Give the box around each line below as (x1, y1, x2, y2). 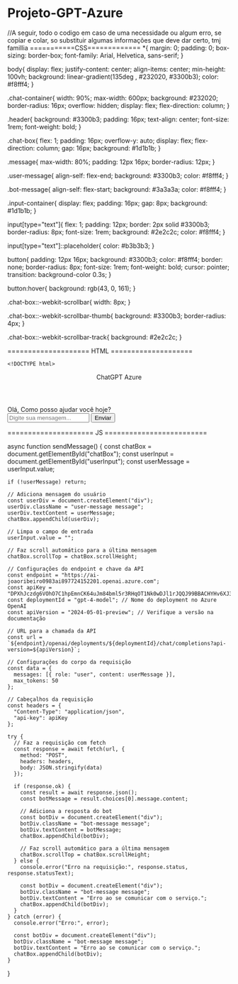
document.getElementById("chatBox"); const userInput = (7, 449, 174, 458)
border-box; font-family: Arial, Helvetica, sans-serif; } (28, 51, 184, 60)
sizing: (7, 51, 27, 60)
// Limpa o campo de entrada (7, 527, 93, 535)
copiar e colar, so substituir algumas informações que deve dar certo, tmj (7, 35, 221, 44)
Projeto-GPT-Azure (7, 5, 123, 21)
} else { (13, 857, 40, 864)
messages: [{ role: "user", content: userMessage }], (13, 671, 176, 678)
